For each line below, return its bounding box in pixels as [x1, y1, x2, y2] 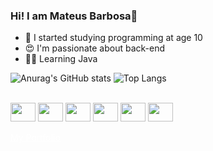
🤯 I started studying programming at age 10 [24, 32, 203, 44]
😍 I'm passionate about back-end [24, 42, 165, 54]
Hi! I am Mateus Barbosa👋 [10, 9, 138, 23]
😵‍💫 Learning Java [24, 53, 98, 65]
